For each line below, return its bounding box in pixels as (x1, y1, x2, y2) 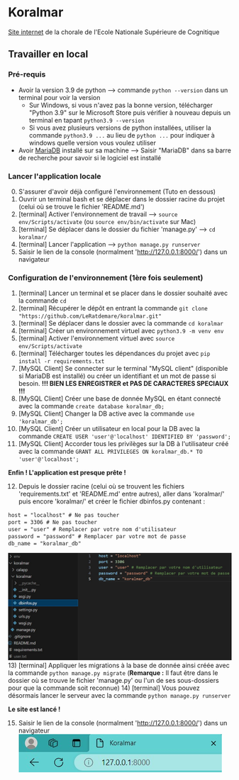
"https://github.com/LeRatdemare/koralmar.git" (18, 313, 162, 320)
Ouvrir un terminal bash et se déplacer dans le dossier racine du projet (18, 194, 226, 203)
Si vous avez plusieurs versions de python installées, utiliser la (28, 123, 211, 132)
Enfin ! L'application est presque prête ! (8, 469, 126, 477)
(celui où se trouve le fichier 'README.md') (18, 202, 145, 211)
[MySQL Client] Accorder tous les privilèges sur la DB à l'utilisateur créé (18, 440, 229, 448)
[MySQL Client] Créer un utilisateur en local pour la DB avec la (18, 425, 201, 433)
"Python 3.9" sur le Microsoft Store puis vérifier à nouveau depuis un (28, 108, 231, 117)
